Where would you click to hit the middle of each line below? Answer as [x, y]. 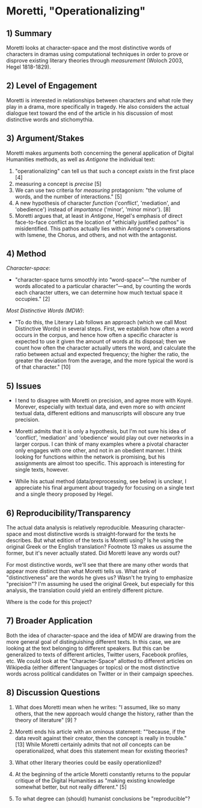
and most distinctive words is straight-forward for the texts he [99, 534]
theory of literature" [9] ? [46, 720]
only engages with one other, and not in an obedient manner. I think [98, 451]
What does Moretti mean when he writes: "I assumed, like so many [97, 707]
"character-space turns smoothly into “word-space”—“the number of [101, 280]
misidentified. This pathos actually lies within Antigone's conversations [103, 228]
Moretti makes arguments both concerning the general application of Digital [100, 153]
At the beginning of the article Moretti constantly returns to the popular [103, 774]
